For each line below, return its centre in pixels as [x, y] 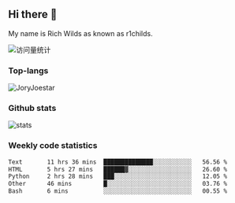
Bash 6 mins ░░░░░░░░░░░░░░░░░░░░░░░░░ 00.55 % [117, 191]
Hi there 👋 [33, 15]
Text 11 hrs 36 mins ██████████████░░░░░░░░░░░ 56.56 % [117, 162]
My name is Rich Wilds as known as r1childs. [80, 33]
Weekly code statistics [53, 146]
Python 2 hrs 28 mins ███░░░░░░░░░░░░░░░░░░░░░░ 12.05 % [117, 177]
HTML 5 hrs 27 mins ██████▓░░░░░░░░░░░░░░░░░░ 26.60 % [117, 169]
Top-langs [28, 70]
